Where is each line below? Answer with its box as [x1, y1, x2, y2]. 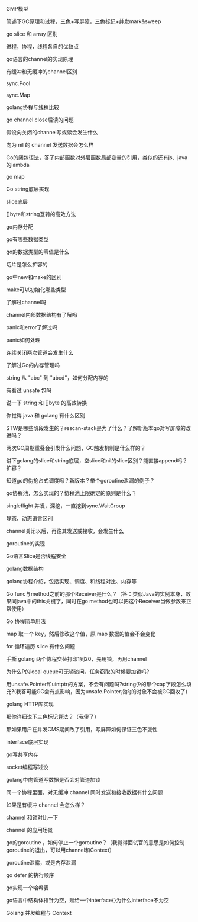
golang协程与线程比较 [6, 104, 60, 111]
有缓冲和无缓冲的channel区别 [6, 68, 78, 75]
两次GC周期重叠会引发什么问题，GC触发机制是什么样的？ [6, 445, 146, 451]
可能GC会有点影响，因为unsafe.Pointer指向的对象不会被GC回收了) [26, 688, 188, 695]
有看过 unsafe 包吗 [6, 387, 52, 394]
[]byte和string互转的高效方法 [6, 211, 76, 217]
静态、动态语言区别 [6, 515, 53, 522]
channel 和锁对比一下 [6, 814, 59, 821]
